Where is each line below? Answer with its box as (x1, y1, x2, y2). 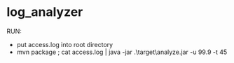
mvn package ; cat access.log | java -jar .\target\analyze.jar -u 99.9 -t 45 (16, 48, 228, 56)
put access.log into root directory (16, 40, 113, 48)
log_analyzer (6, 4, 83, 20)
